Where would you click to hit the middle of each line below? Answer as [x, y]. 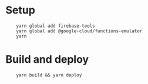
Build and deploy [47, 60]
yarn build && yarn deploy [49, 75]
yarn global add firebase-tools [55, 26]
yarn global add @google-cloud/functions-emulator [79, 31]
